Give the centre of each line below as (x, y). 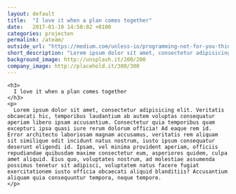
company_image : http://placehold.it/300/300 (73, 66)
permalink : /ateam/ (36, 40)
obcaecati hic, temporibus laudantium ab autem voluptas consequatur (111, 116)
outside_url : (26, 46)
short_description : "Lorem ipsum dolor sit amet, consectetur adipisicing (119, 53)
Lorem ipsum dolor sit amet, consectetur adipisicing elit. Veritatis (119, 110)
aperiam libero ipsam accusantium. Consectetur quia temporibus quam (111, 122)
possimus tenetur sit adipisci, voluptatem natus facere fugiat (103, 165)
